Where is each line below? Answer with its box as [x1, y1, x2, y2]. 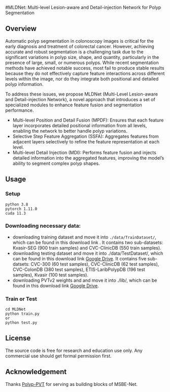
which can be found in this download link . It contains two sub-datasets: [12, 239, 163, 246]
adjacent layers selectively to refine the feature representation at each [12, 138, 160, 144]
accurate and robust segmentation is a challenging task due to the [5, 48, 144, 55]
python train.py [5, 311, 40, 317]
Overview [5, 24, 37, 33]
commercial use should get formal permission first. [5, 353, 112, 359]
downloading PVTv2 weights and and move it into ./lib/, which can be [12, 277, 157, 283]
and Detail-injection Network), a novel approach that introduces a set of [5, 96, 156, 102]
